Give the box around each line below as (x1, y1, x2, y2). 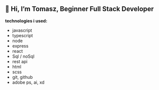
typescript (12, 32, 33, 38)
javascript (12, 27, 32, 33)
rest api (12, 58, 28, 64)
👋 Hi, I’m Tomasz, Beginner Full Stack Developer (5, 5, 154, 13)
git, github (12, 74, 33, 80)
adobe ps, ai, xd (12, 79, 45, 85)
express (12, 43, 28, 49)
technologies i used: (5, 18, 47, 23)
